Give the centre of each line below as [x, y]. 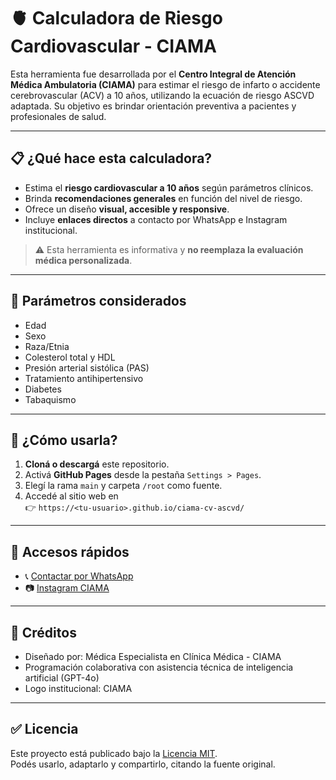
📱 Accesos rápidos [70, 551]
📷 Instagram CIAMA [67, 588]
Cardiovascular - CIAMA [114, 46]
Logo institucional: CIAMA [78, 688]
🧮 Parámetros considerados [98, 301]
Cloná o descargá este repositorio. [97, 464]
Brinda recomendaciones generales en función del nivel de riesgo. [163, 198]
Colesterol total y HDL [70, 357]
